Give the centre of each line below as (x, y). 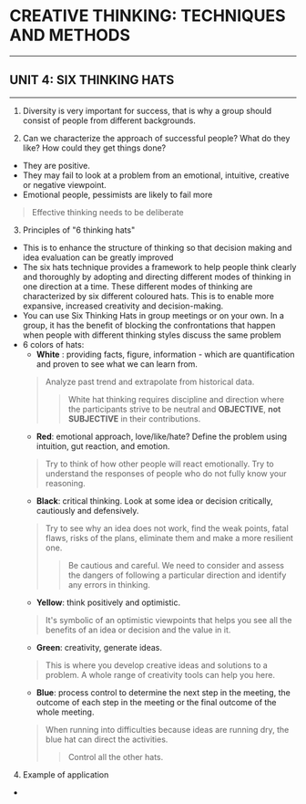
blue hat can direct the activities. (107, 739)
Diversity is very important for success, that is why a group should (147, 110)
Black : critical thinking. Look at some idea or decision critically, (154, 501)
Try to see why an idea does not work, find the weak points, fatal (167, 528)
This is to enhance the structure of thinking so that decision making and (157, 247)
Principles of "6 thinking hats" (79, 230)
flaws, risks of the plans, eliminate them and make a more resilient (169, 538)
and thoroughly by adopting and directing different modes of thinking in (157, 277)
